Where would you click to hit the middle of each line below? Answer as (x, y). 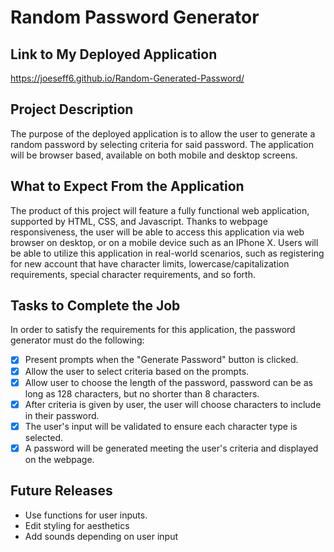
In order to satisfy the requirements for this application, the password (153, 330)
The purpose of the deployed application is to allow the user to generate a (163, 133)
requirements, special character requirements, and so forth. (133, 274)
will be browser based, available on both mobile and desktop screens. (154, 155)
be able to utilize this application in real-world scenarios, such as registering (167, 253)
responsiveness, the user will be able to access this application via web (157, 232)
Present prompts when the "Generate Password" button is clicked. (161, 360)
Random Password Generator (135, 17)
